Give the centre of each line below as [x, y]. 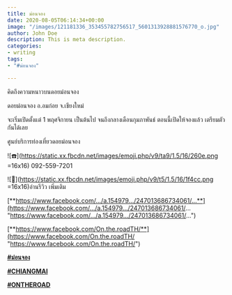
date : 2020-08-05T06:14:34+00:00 [56, 20]
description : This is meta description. [67, 40]
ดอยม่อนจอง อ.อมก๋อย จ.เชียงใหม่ [46, 105]
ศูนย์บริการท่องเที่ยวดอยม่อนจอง [44, 141]
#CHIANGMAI [28, 271]
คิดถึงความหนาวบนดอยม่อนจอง [43, 91]
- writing [22, 53]
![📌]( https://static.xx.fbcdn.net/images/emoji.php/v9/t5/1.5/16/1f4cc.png [110, 179]
